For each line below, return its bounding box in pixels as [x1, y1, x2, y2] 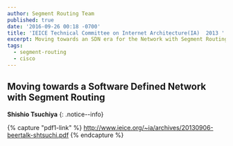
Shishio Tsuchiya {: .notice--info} [7, 110, 104, 118]
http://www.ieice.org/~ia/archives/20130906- [83, 123, 214, 131]
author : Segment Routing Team [7, 10, 95, 17]
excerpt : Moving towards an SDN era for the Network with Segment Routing [7, 36, 228, 43]
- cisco [13, 55, 36, 62]
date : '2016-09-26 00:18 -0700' [7, 23, 101, 30]
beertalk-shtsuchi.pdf [7, 131, 69, 139]
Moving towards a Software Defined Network [7, 81, 207, 93]
